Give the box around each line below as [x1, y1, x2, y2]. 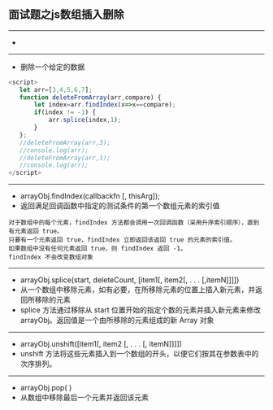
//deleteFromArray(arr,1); [19, 154, 111, 162]
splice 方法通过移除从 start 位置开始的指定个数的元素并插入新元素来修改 [19, 305, 262, 315]
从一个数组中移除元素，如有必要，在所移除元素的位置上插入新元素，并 [19, 285, 256, 294]
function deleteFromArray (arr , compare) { [19, 93, 162, 102]
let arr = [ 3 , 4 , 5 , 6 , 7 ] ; [19, 85, 93, 94]
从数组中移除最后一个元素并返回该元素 [19, 393, 149, 403]
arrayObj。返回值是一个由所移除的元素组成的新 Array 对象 [19, 316, 214, 325]
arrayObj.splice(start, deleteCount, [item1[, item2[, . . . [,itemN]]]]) [19, 275, 240, 285]
